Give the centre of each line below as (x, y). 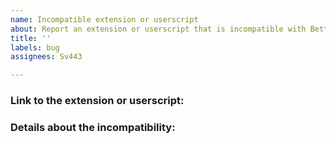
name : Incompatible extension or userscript (104, 19)
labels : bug (35, 47)
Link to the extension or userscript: (97, 101)
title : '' (31, 38)
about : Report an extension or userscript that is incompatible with (158, 29)
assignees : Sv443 (46, 57)
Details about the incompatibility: (93, 127)
